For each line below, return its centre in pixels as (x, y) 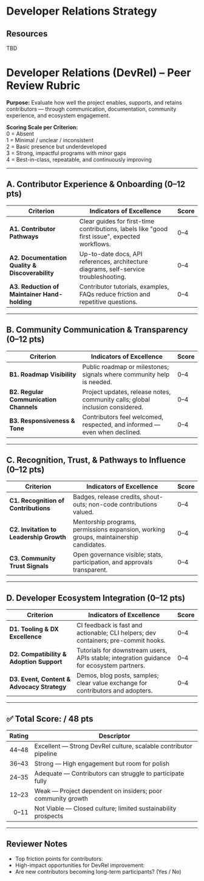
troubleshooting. (103, 277)
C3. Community (32, 559)
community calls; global (116, 399)
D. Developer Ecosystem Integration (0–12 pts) (96, 598)
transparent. (90, 570)
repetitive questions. (108, 302)
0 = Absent (20, 133)
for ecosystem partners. (111, 666)
